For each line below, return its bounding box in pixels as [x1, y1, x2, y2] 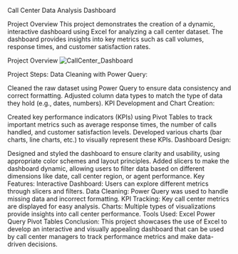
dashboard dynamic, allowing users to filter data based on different [7, 164, 205, 173]
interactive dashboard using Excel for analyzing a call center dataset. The [7, 28, 223, 36]
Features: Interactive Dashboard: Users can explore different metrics [7, 179, 209, 188]
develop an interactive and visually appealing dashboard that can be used [7, 225, 224, 233]
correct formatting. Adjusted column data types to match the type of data [7, 92, 223, 100]
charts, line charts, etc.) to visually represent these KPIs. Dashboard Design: [7, 135, 232, 144]
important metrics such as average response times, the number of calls [7, 120, 217, 129]
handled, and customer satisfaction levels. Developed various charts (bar [7, 128, 222, 136]
